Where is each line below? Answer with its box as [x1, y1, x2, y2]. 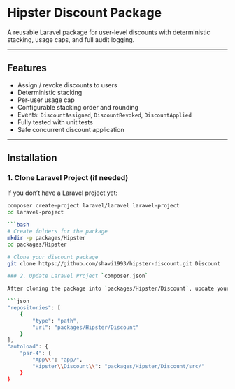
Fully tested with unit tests [17, 117, 93, 126]
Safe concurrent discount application [17, 125, 124, 133]
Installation [7, 152, 57, 164]
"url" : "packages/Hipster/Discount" [32, 323, 139, 331]
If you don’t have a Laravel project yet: [7, 189, 118, 197]
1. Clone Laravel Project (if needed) [7, 173, 129, 183]
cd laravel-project [7, 209, 64, 216]
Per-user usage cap [17, 96, 75, 104]
